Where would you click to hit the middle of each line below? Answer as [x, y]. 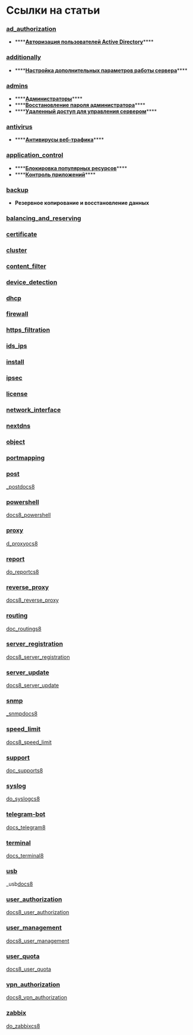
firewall [17, 314]
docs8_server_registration [38, 657]
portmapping [26, 458]
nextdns [18, 426]
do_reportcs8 [23, 571]
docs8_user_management [38, 940]
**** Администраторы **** [49, 99]
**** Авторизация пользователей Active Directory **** [84, 42]
